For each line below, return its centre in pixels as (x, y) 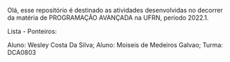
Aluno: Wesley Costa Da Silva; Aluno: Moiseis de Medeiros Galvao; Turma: (115, 45)
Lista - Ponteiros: (32, 31)
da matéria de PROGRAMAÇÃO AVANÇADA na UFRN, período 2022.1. (108, 18)
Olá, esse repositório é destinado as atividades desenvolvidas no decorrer (115, 10)
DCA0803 (22, 52)
